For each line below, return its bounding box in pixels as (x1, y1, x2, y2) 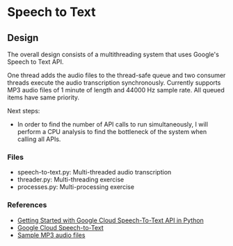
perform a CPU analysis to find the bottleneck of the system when (17, 128, 207, 136)
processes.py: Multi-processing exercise (17, 183, 134, 191)
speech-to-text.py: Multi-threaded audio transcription (17, 168, 172, 177)
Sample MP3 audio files (17, 231, 86, 239)
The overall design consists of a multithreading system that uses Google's (7, 50, 219, 58)
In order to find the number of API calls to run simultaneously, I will (17, 120, 209, 129)
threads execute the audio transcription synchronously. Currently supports (7, 79, 221, 87)
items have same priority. (7, 93, 80, 101)
